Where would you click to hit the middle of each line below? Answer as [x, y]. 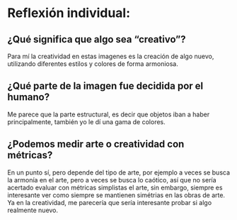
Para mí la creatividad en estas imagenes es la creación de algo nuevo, [111, 56]
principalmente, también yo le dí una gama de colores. [87, 121]
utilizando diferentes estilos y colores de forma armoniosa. [93, 64]
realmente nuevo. [33, 210]
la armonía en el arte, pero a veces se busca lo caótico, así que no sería [112, 180]
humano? [29, 97]
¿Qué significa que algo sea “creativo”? [97, 39]
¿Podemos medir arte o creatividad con [96, 144]
